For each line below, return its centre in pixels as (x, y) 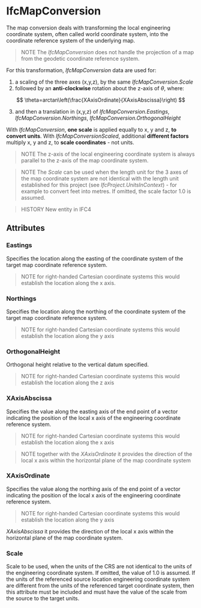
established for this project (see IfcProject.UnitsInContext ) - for (99, 185)
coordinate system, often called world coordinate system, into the (87, 34)
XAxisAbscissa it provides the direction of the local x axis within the (90, 531)
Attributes (25, 228)
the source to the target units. (43, 598)
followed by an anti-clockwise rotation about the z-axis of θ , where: (99, 88)
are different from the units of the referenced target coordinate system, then (100, 586)
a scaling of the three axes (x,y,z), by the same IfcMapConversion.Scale (104, 82)
